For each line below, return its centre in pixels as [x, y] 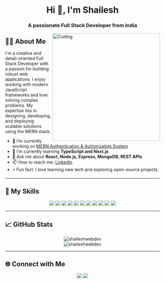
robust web [17, 74]
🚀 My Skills [22, 191]
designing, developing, [28, 115]
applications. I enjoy [25, 79]
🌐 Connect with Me [35, 264]
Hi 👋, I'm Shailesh [82, 10]
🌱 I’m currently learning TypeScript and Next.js [60, 151]
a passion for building [27, 69]
